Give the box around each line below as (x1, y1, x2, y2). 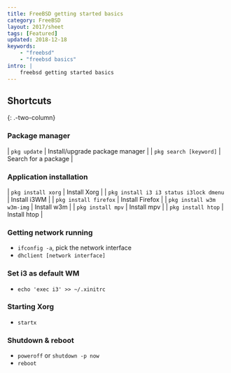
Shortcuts (7, 95, 52, 107)
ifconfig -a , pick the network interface (17, 243, 132, 252)
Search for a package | (7, 154, 73, 163)
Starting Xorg (7, 302, 55, 312)
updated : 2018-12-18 (7, 36, 68, 43)
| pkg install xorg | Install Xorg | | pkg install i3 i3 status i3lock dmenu (7, 187, 225, 196)
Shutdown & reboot (7, 335, 75, 345)
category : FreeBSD (7, 17, 61, 24)
